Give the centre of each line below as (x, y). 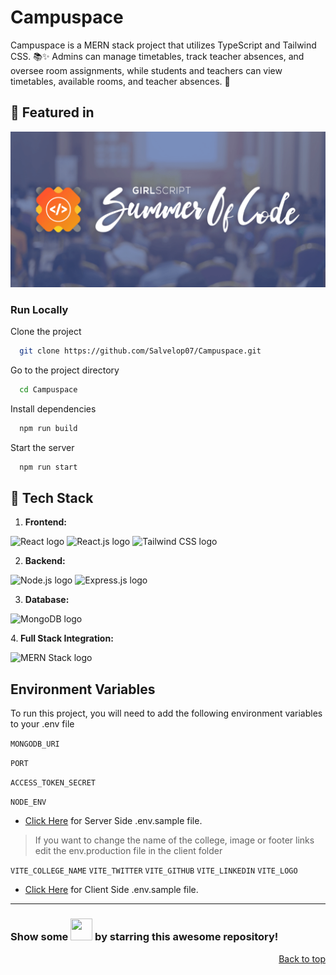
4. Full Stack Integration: (62, 638)
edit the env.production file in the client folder (128, 851)
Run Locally (39, 309)
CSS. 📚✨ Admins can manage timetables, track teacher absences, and (157, 56)
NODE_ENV (28, 802)
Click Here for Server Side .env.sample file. (113, 821)
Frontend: (45, 522)
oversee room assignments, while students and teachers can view (146, 70)
